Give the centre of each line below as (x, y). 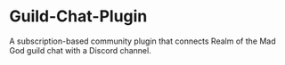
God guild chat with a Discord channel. (80, 50)
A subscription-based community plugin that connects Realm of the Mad (142, 41)
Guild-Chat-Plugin (78, 16)
